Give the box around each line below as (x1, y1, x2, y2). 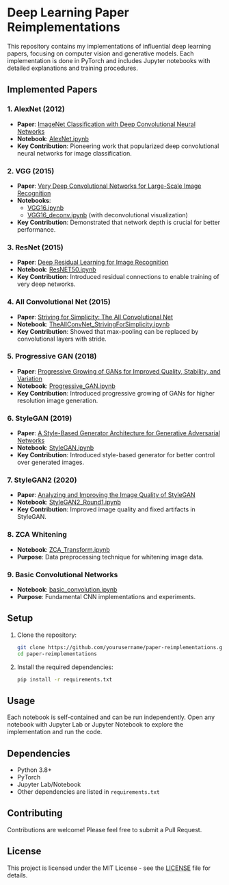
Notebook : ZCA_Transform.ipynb (16, 545, 111, 553)
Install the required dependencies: (16, 663, 114, 671)
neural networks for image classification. (16, 149, 132, 157)
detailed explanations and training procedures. (7, 64, 138, 72)
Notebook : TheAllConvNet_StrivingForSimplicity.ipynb (16, 320, 170, 328)
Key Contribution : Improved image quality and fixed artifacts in (16, 505, 196, 513)
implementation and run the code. (7, 728, 103, 736)
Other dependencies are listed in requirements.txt (16, 788, 160, 796)
